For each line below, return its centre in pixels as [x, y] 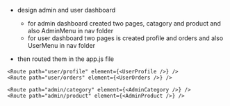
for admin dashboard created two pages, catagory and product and [124, 23]
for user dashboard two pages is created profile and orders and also [125, 38]
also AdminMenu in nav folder [70, 31]
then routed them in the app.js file [66, 59]
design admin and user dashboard [66, 10]
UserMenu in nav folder [61, 45]
